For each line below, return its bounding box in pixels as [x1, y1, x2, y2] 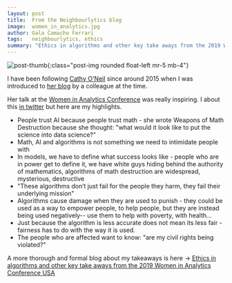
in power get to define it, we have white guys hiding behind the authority [17, 160, 224, 168]
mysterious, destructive [17, 175, 85, 183]
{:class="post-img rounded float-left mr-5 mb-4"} [47, 61, 189, 69]
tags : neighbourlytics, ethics [7, 36, 104, 43]
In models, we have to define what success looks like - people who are [17, 153, 220, 161]
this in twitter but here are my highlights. [7, 103, 122, 110]
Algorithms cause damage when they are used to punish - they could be [17, 197, 223, 204]
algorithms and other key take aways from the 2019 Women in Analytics [7, 262, 211, 269]
